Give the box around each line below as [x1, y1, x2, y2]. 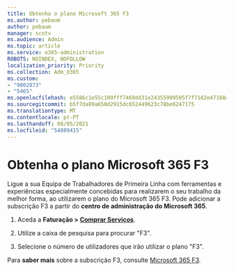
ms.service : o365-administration [7, 49, 104, 56]
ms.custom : [7, 75, 39, 82]
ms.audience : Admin [7, 36, 64, 43]
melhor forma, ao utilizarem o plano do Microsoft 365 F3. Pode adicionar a [7, 194, 221, 203]
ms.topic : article [7, 42, 61, 49]
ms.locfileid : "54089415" [7, 127, 82, 134]
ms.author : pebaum [7, 17, 61, 24]
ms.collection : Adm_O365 [7, 68, 79, 75]
